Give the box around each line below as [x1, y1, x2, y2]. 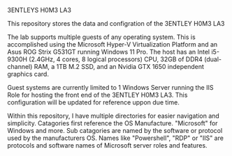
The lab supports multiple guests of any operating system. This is [7, 33, 196, 41]
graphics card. [7, 70, 49, 78]
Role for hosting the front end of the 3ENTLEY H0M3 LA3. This [7, 91, 188, 99]
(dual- [203, 55, 222, 63]
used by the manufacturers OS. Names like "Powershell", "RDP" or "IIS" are [7, 134, 224, 142]
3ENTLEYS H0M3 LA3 [7, 6, 72, 14]
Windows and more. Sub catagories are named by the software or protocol [7, 127, 223, 134]
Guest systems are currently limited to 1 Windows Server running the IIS [7, 84, 214, 91]
